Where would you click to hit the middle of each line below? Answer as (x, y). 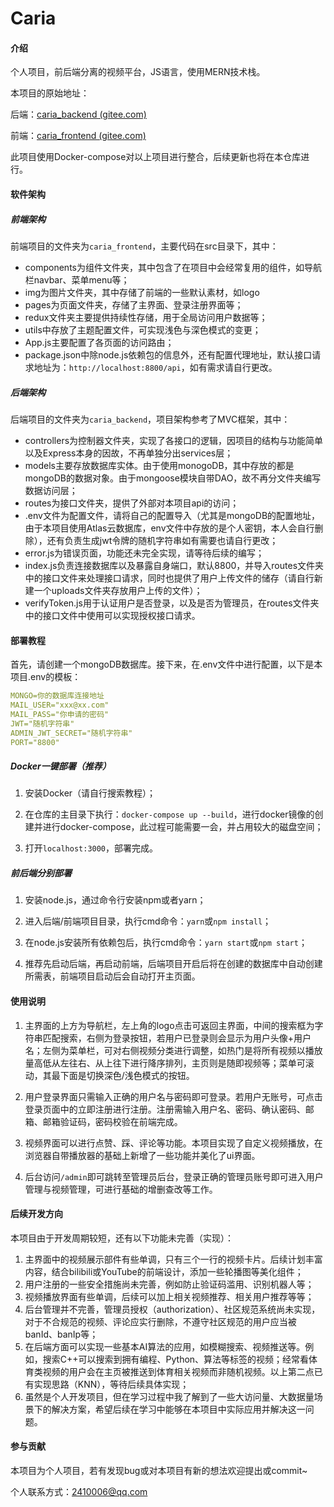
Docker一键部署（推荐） (61, 766)
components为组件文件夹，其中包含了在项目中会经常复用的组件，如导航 (173, 267)
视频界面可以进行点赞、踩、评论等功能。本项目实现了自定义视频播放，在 (173, 1143)
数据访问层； (51, 490)
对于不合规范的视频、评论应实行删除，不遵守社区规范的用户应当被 (160, 1321)
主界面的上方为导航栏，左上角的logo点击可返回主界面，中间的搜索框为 (169, 1025)
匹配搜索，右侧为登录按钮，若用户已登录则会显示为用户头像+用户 (177, 1038)
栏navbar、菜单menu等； (77, 279)
